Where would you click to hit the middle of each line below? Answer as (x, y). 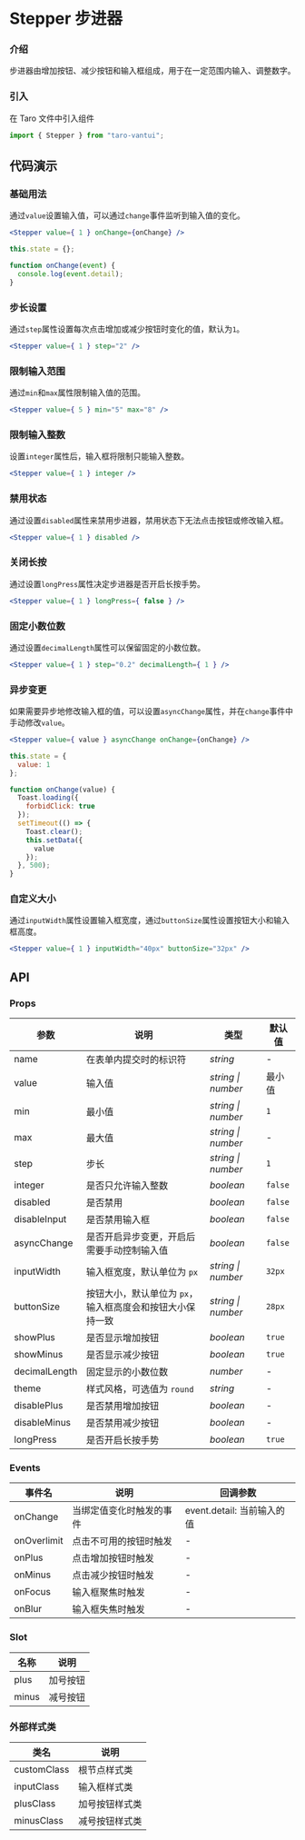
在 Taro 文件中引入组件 (52, 118)
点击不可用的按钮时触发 (122, 1541)
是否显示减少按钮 (123, 1355)
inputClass (37, 1786)
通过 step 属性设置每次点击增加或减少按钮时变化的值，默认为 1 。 (127, 329)
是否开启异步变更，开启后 (141, 1237)
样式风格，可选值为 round (140, 1389)
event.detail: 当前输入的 (235, 1511)
